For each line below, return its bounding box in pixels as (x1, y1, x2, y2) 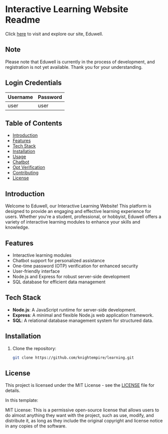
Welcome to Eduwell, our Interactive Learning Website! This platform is (5, 203, 151, 209)
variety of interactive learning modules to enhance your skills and (5, 219, 140, 225)
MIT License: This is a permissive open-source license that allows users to (5, 407, 159, 413)
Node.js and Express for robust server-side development (12, 274, 130, 279)
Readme (5, 14, 41, 26)
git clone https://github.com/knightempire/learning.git (12, 355, 134, 360)
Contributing (12, 170, 39, 176)
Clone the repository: (12, 345, 57, 351)
